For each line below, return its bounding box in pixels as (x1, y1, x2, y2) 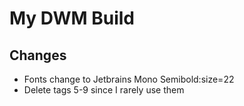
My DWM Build (9, 7, 135, 30)
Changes (9, 47, 67, 64)
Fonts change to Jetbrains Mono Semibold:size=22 (23, 73, 235, 85)
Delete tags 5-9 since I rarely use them (23, 84, 185, 96)
